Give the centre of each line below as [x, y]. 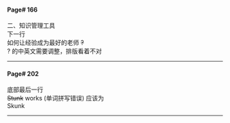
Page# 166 [22, 10]
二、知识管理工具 [31, 26]
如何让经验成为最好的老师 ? [46, 43]
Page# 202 [23, 73]
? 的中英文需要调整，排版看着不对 [55, 51]
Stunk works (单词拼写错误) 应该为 [55, 98]
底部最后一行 [25, 90]
